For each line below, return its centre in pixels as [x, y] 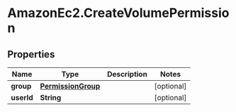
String [51, 97]
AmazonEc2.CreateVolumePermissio [118, 13]
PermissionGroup [70, 86]
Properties [31, 54]
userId [22, 97]
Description [127, 74]
